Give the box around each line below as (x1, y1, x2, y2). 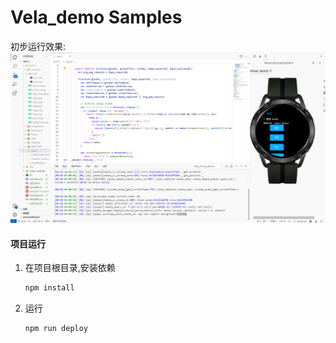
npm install (24, 283, 75, 293)
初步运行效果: (10, 40, 67, 52)
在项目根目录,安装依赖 (24, 262, 116, 274)
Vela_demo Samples (10, 6, 183, 29)
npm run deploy (24, 324, 89, 334)
